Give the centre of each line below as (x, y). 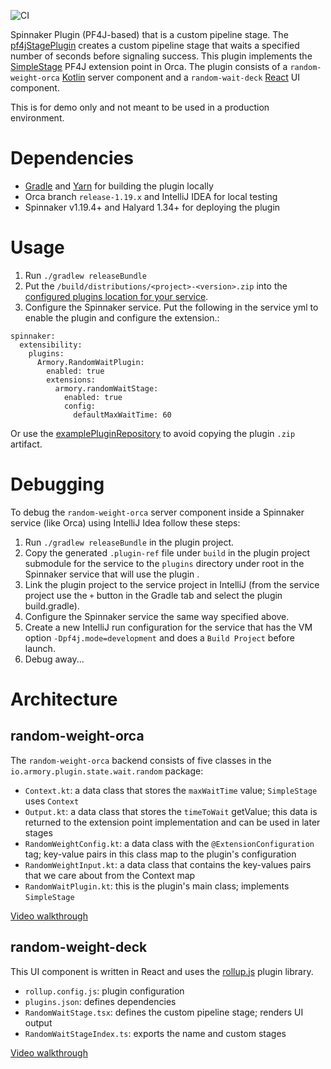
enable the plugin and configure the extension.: (122, 317)
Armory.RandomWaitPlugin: (90, 362)
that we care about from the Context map (110, 875)
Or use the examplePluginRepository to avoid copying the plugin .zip (153, 433)
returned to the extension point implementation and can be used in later (172, 822)
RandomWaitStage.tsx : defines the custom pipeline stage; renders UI (164, 1012)
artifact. (26, 444)
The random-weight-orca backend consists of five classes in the (141, 760)
